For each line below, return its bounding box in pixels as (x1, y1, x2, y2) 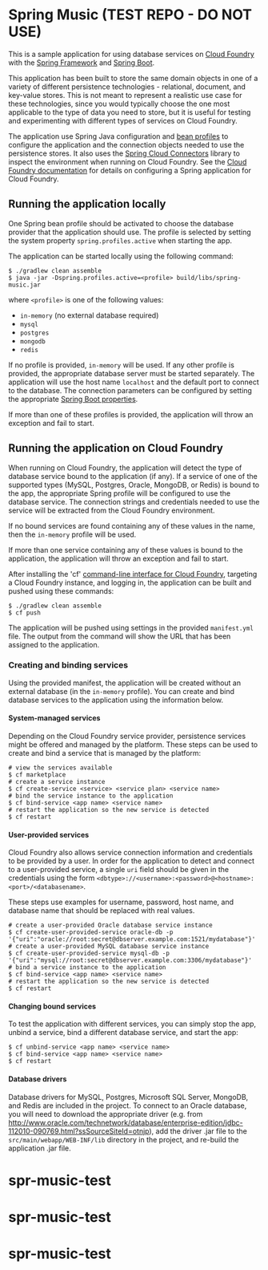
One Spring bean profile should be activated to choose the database (8, 218, 234, 228)
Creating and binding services (8, 659, 129, 671)
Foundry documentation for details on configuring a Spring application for (8, 165, 252, 175)
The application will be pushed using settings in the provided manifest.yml (8, 623, 254, 632)
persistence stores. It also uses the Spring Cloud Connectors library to (8, 148, 240, 158)
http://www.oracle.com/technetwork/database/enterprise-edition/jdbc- (8, 1118, 244, 1127)
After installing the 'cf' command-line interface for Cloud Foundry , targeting (8, 569, 258, 578)
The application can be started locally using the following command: (8, 251, 234, 261)
